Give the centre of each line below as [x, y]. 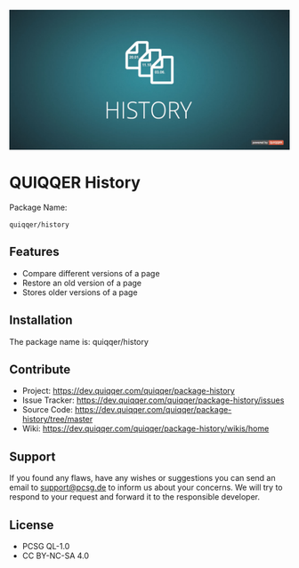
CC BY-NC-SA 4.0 [56, 556]
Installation [41, 320]
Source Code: [47, 410]
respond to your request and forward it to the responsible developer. [135, 497]
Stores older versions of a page [80, 292]
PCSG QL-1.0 [46, 546]
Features [34, 252]
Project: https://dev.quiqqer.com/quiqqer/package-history [129, 391]
